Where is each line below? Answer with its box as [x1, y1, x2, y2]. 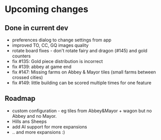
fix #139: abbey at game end [12, 64, 72, 69]
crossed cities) [12, 75, 43, 80]
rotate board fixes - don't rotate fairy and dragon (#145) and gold [12, 48, 147, 53]
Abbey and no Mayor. [12, 113, 57, 119]
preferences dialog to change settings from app [12, 37, 112, 43]
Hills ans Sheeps [12, 118, 47, 124]
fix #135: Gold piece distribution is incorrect [12, 58, 103, 64]
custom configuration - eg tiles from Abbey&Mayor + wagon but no [12, 107, 152, 114]
